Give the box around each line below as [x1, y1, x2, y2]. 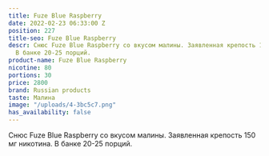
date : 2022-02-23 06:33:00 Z [8, 19, 106, 27]
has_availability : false [8, 109, 91, 117]
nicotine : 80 [8, 64, 52, 72]
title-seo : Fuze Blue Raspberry [8, 34, 116, 42]
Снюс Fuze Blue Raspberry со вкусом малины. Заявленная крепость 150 [8, 130, 256, 140]
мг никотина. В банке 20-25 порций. [8, 139, 133, 148]
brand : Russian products [8, 86, 91, 94]
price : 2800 [8, 78, 48, 86]
